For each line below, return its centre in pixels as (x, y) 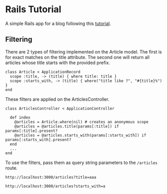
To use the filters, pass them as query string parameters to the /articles (81, 162)
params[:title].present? (31, 131)
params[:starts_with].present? (38, 140)
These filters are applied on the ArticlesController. (57, 99)
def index (20, 117)
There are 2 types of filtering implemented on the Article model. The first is (84, 51)
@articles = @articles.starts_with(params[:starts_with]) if (80, 135)
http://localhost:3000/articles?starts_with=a (55, 186)
